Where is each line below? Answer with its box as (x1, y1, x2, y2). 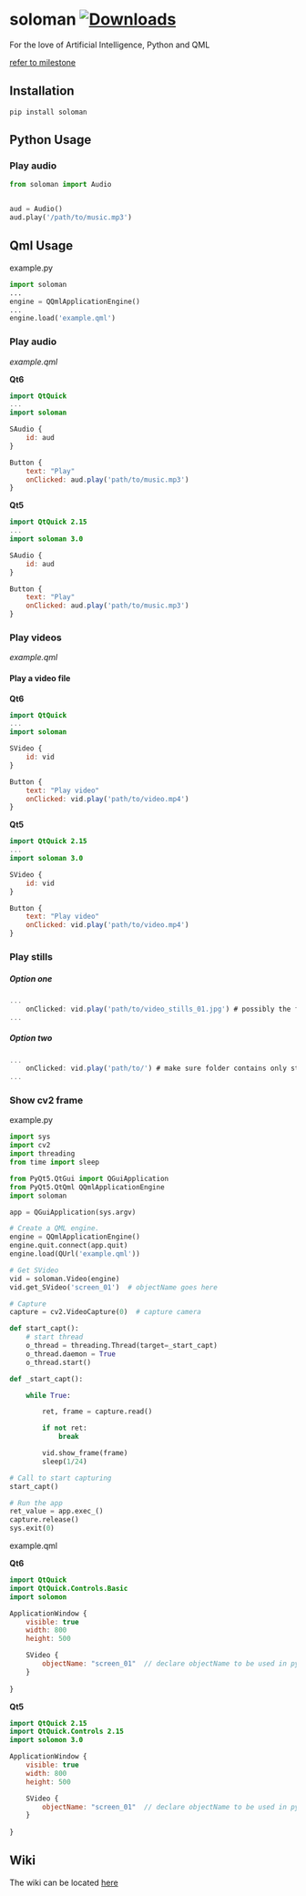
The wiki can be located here (9, 1877, 118, 1888)
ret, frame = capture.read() (42, 1407, 153, 1416)
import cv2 (9, 1141, 51, 1150)
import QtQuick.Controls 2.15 (9, 1727, 125, 1737)
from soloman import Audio (9, 180, 112, 189)
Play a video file (9, 672, 71, 683)
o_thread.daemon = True (25, 1349, 117, 1359)
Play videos (9, 631, 62, 644)
